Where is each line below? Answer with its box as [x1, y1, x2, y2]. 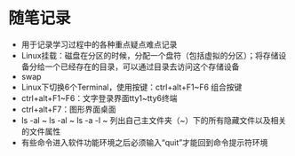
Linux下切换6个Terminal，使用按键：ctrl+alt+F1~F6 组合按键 [20, 82, 243, 92]
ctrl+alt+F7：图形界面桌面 [20, 104, 116, 114]
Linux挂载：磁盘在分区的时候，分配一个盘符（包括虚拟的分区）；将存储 [20, 50, 279, 60]
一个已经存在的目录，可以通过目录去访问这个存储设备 [44, 61, 240, 72]
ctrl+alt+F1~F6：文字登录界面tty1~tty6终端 [20, 92, 178, 103]
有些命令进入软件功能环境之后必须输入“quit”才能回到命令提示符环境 [20, 136, 268, 147]
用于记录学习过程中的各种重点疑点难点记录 [20, 39, 178, 50]
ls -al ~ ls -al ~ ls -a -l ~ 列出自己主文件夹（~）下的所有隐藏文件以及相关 [20, 114, 287, 125]
